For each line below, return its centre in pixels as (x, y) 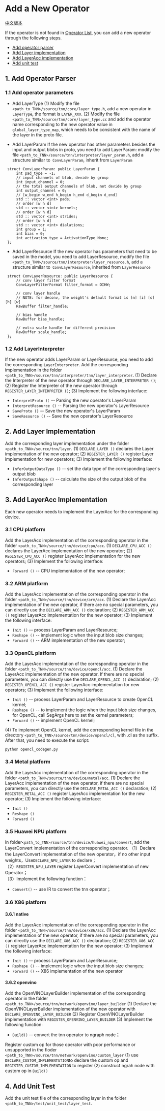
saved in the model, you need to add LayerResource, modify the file (81, 256)
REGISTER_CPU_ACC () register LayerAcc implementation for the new (73, 556)
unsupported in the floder (31, 1050)
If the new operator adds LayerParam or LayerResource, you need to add (79, 359)
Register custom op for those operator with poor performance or (70, 1045)
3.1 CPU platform (25, 530)
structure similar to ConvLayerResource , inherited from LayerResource (81, 267)
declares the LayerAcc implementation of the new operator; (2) (69, 551)
